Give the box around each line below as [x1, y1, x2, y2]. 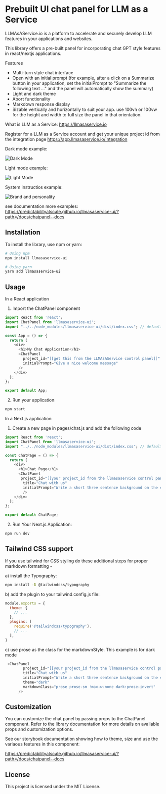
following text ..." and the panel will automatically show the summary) [12, 85, 154, 91]
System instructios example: [5, 184, 63, 190]
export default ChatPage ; [5, 512, 58, 518]
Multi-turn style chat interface [12, 69, 74, 75]
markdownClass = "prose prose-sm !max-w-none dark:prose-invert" [23, 684, 156, 689]
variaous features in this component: [5, 741, 80, 747]
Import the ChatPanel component [12, 305, 81, 311]
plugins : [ [9, 619, 32, 624]
